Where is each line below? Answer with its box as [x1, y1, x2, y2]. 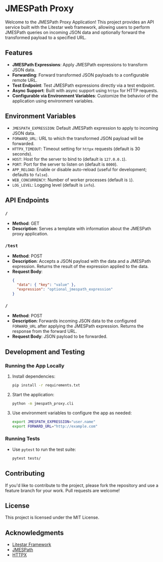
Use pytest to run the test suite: [12, 446, 77, 452]
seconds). [12, 151, 33, 156]
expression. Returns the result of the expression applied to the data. [12, 263, 149, 269]
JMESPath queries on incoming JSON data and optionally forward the [5, 29, 145, 35]
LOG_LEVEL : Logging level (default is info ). [12, 182, 96, 188]
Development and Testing [5, 348, 85, 356]
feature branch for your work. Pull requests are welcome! [5, 487, 120, 493]
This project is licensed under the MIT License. [5, 515, 100, 521]
